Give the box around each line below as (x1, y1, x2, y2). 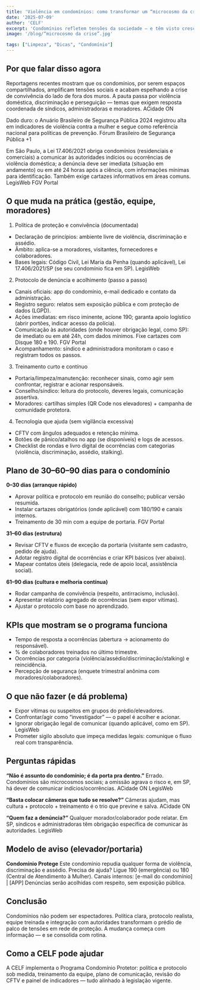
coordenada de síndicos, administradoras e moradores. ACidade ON (6, 105, 174, 112)
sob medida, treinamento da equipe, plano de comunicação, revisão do (6, 971, 181, 978)
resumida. (14, 499, 40, 506)
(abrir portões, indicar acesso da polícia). (14, 319, 116, 327)
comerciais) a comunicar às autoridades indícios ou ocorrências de (6, 153, 171, 161)
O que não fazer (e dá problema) (6, 691, 128, 702)
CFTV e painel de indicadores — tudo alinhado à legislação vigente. (6, 977, 173, 984)
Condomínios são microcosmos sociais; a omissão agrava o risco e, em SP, (6, 778, 191, 785)
